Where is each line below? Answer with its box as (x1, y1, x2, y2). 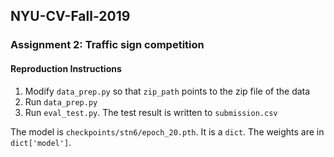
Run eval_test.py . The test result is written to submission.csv (24, 106, 278, 118)
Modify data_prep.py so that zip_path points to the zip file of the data (24, 85, 311, 97)
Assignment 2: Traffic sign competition (10, 38, 205, 52)
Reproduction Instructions (10, 62, 122, 74)
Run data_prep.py (24, 95, 98, 108)
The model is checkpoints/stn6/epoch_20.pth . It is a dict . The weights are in (10, 125, 325, 138)
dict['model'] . (10, 136, 72, 148)
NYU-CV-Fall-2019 (10, 8, 131, 25)
